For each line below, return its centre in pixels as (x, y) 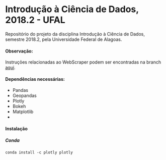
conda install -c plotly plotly (39, 152)
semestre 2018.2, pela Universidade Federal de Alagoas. (64, 39)
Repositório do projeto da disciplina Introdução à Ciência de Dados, (75, 34)
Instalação (16, 128)
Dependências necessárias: (35, 79)
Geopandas (24, 96)
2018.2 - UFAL (35, 20)
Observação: (19, 51)
